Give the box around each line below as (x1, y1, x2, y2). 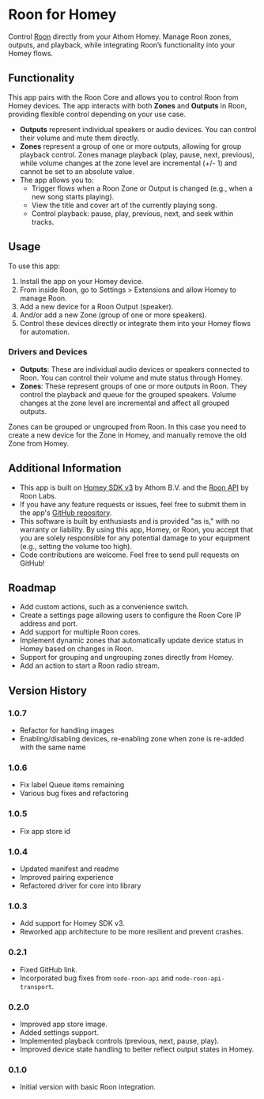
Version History (8, 684, 87, 697)
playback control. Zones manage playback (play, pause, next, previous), (19, 150, 255, 159)
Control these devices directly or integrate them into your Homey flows (19, 318, 251, 328)
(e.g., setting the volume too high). (19, 541, 133, 551)
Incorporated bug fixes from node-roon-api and (19, 973, 174, 983)
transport (19, 983, 53, 991)
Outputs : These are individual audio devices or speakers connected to (19, 364, 251, 373)
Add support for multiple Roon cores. (19, 627, 141, 637)
